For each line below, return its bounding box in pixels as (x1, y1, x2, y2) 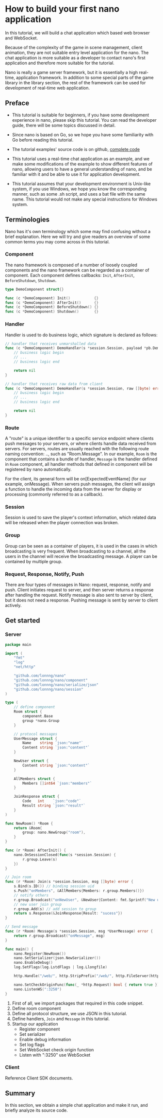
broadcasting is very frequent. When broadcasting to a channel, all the (5, 548, 147, 554)
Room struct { (14, 709, 42, 714)
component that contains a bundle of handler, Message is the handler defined (5, 456, 158, 462)
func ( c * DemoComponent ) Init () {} (5, 295, 98, 300)
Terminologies (5, 216, 50, 224)
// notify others (14, 893, 49, 898)
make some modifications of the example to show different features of (12, 161, 153, 166)
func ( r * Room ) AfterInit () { (5, 848, 66, 853)
